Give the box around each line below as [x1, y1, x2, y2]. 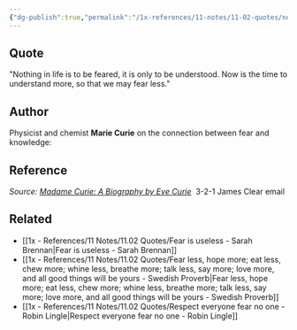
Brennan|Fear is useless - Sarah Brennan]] [21, 244, 178, 255]
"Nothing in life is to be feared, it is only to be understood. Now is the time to [9, 69, 288, 80]
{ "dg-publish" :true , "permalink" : [9, 12, 133, 22]
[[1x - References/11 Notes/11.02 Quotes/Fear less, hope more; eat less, [21, 254, 281, 265]
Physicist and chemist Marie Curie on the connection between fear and [9, 127, 270, 138]
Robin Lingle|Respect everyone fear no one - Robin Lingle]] [21, 311, 239, 321]
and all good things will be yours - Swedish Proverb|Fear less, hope [21, 272, 269, 283]
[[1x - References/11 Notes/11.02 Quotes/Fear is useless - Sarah [21, 235, 254, 246]
